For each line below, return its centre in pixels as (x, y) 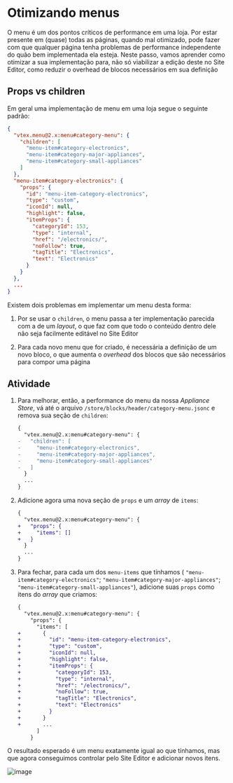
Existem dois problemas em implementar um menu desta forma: (99, 305)
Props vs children (46, 91)
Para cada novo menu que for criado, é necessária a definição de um (117, 347)
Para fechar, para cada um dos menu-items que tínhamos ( (100, 572)
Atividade (29, 383)
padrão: (19, 116)
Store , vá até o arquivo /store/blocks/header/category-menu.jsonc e (116, 408)
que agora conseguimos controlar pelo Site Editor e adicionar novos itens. (114, 758)
